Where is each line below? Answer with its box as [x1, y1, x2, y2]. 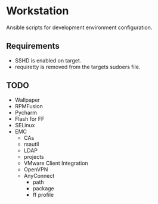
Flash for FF [14, 115, 45, 123]
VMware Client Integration [23, 159, 88, 167]
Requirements [6, 41, 60, 51]
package [32, 184, 55, 192]
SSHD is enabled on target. [14, 57, 82, 64]
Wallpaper [14, 96, 41, 103]
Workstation [6, 4, 69, 18]
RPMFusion [14, 102, 43, 109]
